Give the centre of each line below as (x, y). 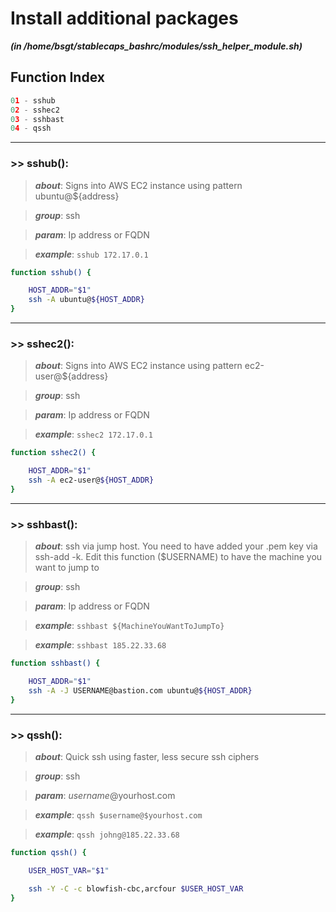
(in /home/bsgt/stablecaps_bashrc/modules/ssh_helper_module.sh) (156, 46)
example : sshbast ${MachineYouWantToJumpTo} (129, 626)
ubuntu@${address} (77, 196)
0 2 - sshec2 (35, 110)
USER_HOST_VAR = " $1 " (69, 870)
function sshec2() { (53, 453)
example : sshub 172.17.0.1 (91, 254)
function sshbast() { (55, 663)
